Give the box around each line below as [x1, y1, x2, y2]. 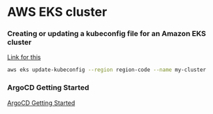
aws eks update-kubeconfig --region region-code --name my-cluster [7, 66, 207, 73]
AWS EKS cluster [7, 4, 108, 20]
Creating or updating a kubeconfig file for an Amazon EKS [7, 29, 206, 39]
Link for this [7, 53, 42, 61]
